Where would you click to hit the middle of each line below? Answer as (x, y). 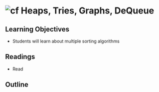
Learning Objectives (37, 29)
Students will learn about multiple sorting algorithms (66, 41)
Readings (20, 57)
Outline (17, 85)
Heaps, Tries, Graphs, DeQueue (87, 11)
